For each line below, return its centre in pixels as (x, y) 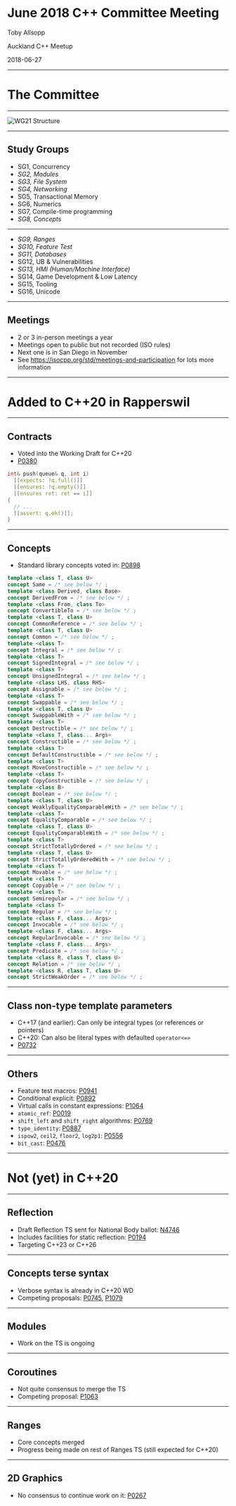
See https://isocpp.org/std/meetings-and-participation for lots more (116, 360)
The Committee (53, 95)
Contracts (30, 437)
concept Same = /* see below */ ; (58, 584)
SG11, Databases (42, 254)
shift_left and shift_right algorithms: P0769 (85, 1120)
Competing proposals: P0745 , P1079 (70, 1298)
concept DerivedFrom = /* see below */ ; (69, 597)
